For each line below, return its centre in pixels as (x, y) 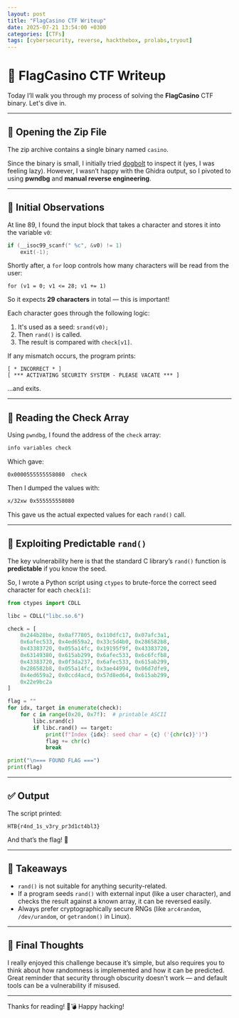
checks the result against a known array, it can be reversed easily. (115, 901)
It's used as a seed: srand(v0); (63, 327)
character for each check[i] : (49, 590)
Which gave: (26, 462)
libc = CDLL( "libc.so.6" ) (46, 616)
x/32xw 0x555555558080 (41, 501)
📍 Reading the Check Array (68, 418)
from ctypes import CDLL (44, 603)
